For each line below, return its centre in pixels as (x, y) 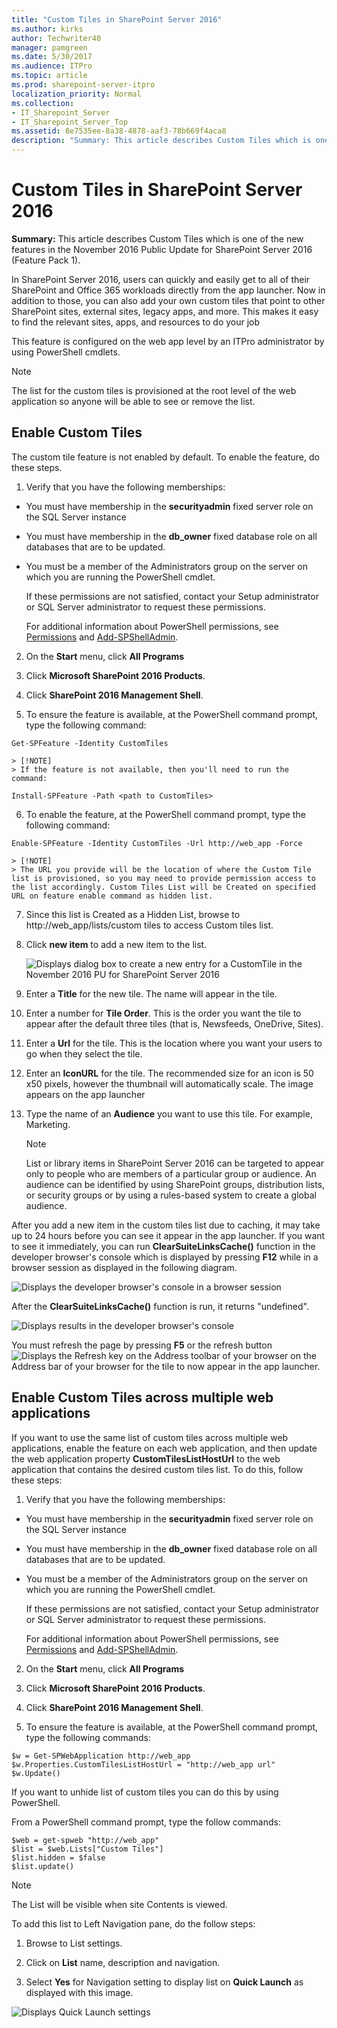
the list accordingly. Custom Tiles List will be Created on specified (163, 887)
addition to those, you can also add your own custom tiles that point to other (168, 300)
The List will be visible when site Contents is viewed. (119, 1904)
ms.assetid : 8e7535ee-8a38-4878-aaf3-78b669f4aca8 (119, 131)
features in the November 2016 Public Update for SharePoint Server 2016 (162, 249)
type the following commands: (88, 1737)
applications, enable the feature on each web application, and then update (164, 1448)
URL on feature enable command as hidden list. (112, 896)
